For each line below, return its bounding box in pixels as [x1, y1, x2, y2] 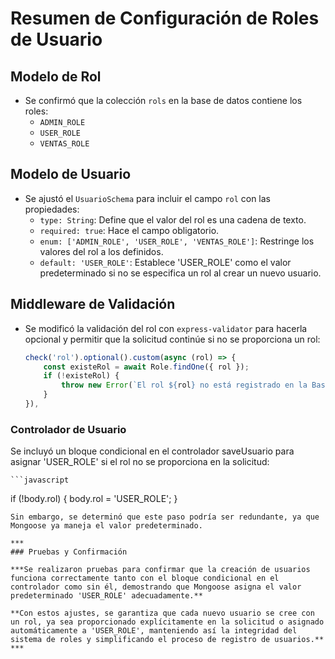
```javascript [10, 475, 70, 486]
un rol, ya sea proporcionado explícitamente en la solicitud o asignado [10, 617, 325, 627]
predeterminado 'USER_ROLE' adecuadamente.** [10, 591, 203, 601]
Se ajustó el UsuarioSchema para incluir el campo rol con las [24, 192, 271, 204]
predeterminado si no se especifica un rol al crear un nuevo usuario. [39, 267, 322, 279]
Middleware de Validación [10, 296, 176, 313]
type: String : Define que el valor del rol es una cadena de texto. [39, 213, 307, 226]
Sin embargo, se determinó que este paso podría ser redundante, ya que [10, 512, 320, 522]
